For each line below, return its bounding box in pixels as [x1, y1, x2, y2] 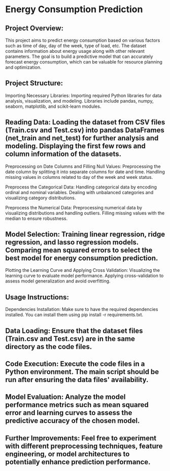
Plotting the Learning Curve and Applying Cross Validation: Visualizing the [5, 267, 160, 273]
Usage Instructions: [5, 293, 70, 301]
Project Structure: [5, 79, 63, 87]
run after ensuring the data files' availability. [5, 375, 149, 384]
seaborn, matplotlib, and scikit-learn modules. [5, 103, 101, 109]
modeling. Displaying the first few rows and [5, 142, 146, 150]
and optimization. [5, 65, 42, 70]
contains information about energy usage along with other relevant [5, 48, 145, 54]
